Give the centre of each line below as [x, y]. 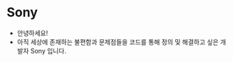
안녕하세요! [32, 33]
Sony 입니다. [48, 51]
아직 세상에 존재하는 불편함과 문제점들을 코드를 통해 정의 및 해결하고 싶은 [118, 42]
